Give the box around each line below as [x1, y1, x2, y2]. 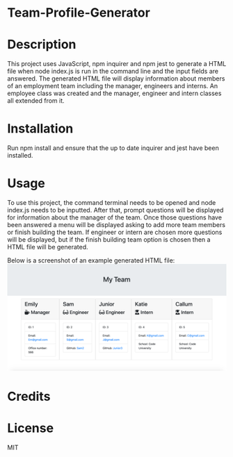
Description [7, 37, 77, 53]
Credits [7, 389, 51, 404]
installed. [7, 151, 33, 160]
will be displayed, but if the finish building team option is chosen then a [7, 235, 211, 244]
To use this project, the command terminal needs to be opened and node [7, 199, 216, 206]
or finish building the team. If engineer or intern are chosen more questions [7, 228, 223, 236]
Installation [7, 121, 74, 137]
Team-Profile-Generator [7, 5, 151, 21]
